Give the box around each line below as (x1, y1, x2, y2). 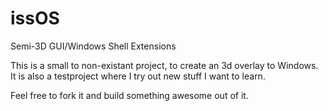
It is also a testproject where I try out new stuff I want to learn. (10, 70, 266, 82)
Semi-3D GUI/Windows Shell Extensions (10, 40, 177, 52)
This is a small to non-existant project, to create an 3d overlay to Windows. (10, 59, 319, 71)
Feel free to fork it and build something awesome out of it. (10, 89, 249, 101)
